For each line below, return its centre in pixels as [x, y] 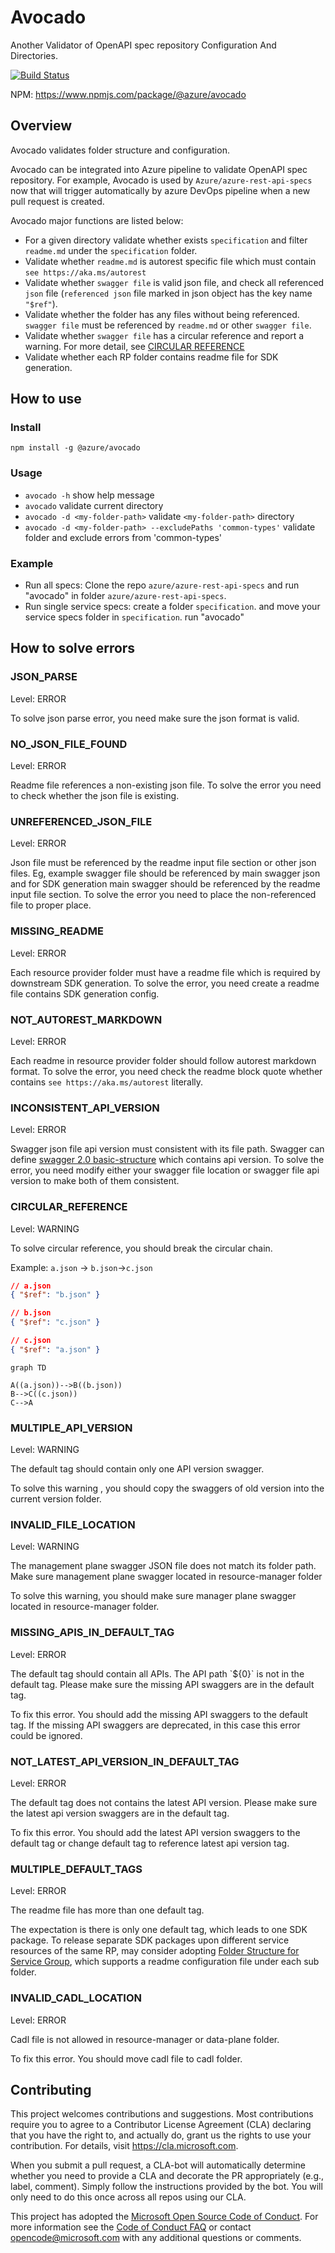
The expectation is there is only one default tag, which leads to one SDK [159, 1930]
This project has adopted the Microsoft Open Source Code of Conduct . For [164, 2217]
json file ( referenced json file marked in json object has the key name [168, 293]
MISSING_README [57, 931]
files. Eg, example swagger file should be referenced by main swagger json [165, 873]
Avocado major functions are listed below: [97, 220]
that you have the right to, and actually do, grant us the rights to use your [161, 2135]
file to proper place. [51, 905]
